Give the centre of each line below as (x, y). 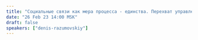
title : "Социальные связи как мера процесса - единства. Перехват (89, 11)
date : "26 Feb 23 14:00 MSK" (42, 17)
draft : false (22, 22)
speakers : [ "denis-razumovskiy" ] (47, 28)
